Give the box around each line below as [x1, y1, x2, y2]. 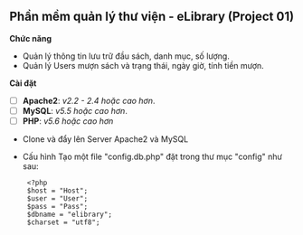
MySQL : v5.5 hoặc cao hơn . [22, 105, 128, 116]
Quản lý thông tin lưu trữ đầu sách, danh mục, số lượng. [22, 51, 231, 61]
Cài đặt [9, 78, 37, 89]
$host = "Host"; [26, 186, 89, 195]
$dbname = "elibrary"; [26, 210, 113, 219]
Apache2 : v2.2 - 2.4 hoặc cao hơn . [22, 95, 156, 106]
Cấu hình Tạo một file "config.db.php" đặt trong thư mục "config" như [22, 151, 283, 162]
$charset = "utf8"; [26, 218, 100, 227]
